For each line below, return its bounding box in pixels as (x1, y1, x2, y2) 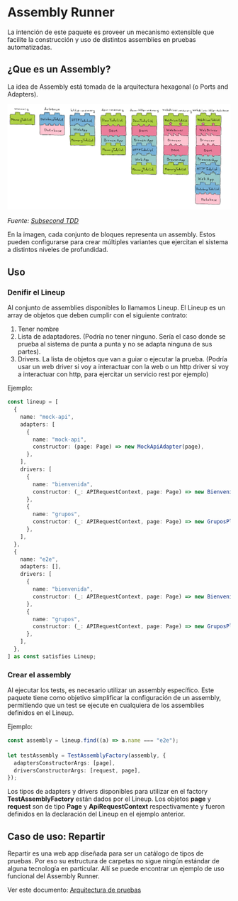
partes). (17, 347, 41, 356)
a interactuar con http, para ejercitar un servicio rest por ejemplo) (17, 370, 209, 378)
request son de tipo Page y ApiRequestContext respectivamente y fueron (7, 802, 225, 811)
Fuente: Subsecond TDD (7, 217, 79, 225)
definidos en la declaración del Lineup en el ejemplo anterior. (7, 810, 186, 819)
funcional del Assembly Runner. (7, 872, 101, 880)
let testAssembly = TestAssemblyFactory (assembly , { (7, 752, 166, 759)
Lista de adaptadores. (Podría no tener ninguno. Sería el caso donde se (17, 332, 226, 341)
